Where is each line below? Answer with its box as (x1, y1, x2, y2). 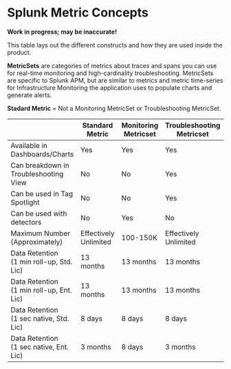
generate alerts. (7, 91, 52, 99)
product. (7, 48, 32, 56)
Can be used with (10, 209, 67, 218)
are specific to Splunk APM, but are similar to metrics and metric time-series (7, 76, 223, 84)
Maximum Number (10, 229, 71, 238)
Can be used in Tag (10, 189, 74, 198)
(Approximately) (10, 237, 63, 246)
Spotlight (10, 198, 40, 207)
